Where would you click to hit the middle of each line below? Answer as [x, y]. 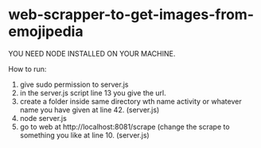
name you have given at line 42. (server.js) [90, 110]
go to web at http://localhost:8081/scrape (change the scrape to [125, 127]
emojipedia [46, 31]
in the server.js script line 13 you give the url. [93, 92]
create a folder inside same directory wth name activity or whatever [130, 101]
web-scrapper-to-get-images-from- [131, 15]
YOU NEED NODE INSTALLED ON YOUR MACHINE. [92, 53]
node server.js [43, 118]
